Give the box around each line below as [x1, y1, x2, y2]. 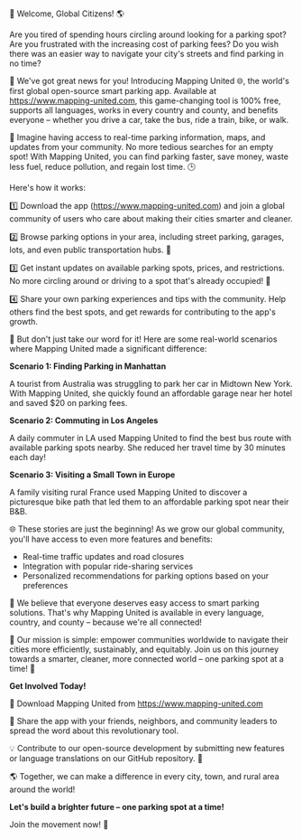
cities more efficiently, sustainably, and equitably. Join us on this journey [9, 644, 279, 655]
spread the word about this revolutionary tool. [9, 725, 179, 736]
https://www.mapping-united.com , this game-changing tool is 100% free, [9, 95, 281, 106]
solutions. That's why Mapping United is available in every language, [9, 608, 264, 617]
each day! [9, 452, 47, 462]
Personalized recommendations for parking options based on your [22, 570, 269, 581]
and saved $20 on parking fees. [9, 398, 128, 408]
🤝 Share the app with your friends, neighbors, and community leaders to [9, 716, 278, 726]
